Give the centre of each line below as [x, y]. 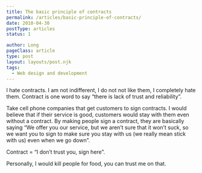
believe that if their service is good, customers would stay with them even [98, 115]
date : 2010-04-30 [28, 23]
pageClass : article [31, 51]
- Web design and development [49, 73]
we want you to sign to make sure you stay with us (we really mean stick [96, 134]
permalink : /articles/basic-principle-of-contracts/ [74, 17]
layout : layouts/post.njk [39, 62]
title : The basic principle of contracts [59, 12]
